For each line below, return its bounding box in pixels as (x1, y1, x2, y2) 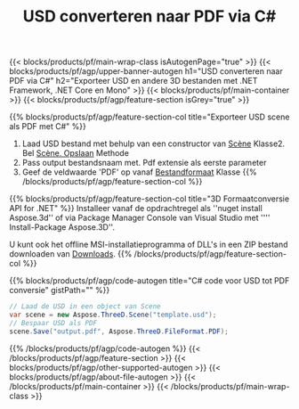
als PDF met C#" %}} (9, 121, 87, 132)
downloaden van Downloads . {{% (9, 249, 133, 259)
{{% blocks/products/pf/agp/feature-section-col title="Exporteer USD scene (9, 111, 290, 122)
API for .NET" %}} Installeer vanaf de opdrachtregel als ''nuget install (9, 203, 263, 214)
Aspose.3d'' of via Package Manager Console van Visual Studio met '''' (9, 212, 271, 224)
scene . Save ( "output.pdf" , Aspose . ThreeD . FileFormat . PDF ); (9, 327, 229, 336)
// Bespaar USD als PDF (9, 318, 98, 327)
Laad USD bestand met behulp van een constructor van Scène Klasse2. (21, 138, 286, 149)
